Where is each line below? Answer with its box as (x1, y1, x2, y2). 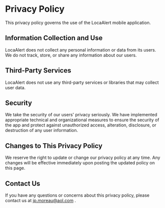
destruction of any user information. (5, 128, 78, 133)
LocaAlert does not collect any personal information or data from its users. (5, 47, 156, 52)
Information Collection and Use (5, 34, 103, 42)
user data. (5, 84, 26, 90)
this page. (5, 165, 26, 171)
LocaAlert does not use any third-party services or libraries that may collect (5, 79, 159, 85)
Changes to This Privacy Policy (5, 141, 102, 150)
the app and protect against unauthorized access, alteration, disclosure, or (5, 122, 157, 128)
